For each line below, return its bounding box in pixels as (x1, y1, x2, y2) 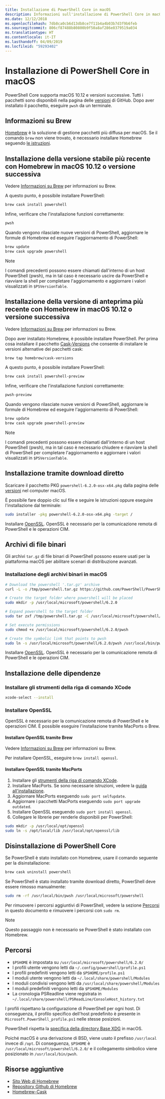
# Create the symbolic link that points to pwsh (5, 636, 107, 641)
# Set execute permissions (5, 623, 60, 627)
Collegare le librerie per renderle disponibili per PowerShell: (12, 814, 133, 820)
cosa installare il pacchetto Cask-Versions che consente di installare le (5, 341, 148, 347)
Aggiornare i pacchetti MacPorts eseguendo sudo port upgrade (12, 798, 141, 804)
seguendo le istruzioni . (5, 140, 52, 146)
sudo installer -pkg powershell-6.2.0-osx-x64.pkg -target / (5, 512, 133, 517)
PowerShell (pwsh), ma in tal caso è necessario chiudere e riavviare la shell (5, 444, 158, 450)
